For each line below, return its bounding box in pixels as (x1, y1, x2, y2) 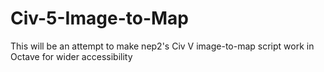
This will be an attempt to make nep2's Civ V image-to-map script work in (10, 40, 315, 52)
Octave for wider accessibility (10, 50, 133, 62)
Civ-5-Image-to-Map (10, 7, 189, 30)
